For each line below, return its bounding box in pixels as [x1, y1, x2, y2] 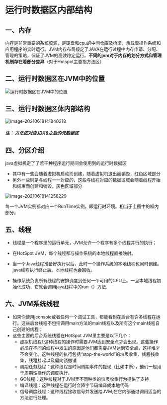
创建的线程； [16, 326, 43, 332]
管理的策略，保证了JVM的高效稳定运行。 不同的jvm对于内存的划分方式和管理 [5, 53, 162, 58]
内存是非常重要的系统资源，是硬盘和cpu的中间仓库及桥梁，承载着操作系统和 [5, 40, 161, 46]
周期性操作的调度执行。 [24, 370, 73, 376]
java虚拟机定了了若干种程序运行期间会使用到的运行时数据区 [5, 160, 127, 166]
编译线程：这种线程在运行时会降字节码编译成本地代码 [19, 382, 129, 388]
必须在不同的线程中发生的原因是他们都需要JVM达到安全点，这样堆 [19, 345, 156, 351]
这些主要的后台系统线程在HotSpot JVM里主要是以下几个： [12, 332, 132, 338]
